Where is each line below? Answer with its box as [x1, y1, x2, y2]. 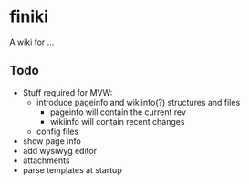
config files [36, 126, 79, 137]
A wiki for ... [9, 36, 55, 47]
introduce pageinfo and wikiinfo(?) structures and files [36, 97, 241, 107]
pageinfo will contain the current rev [49, 107, 187, 118]
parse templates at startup [22, 164, 122, 175]
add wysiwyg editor [22, 145, 98, 156]
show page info [22, 135, 82, 147]
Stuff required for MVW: [22, 87, 113, 97]
